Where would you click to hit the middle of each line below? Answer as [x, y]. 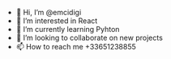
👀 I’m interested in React [57, 21]
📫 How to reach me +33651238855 [76, 47]
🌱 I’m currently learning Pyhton [68, 29]
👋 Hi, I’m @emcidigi [49, 12]
